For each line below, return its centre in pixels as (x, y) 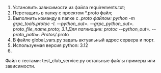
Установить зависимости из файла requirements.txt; (69, 7)
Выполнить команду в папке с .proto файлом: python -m (74, 18)
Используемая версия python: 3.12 (50, 45)
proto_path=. (26, 34)
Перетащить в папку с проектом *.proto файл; (62, 13)
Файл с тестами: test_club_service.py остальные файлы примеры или (80, 60)
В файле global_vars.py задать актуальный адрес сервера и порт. (84, 40)
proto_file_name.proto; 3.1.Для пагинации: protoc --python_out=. (82, 29)
